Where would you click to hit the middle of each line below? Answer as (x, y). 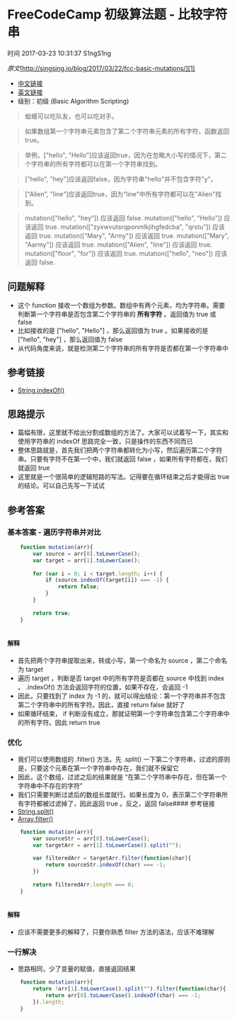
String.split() (36, 811)
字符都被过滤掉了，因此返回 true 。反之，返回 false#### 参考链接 (120, 803)
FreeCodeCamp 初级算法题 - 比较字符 (117, 15)
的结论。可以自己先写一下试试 (61, 485)
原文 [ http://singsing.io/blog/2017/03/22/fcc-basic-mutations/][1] (102, 68)
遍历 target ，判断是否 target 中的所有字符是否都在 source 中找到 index (121, 678)
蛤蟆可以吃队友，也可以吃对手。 (71, 116)
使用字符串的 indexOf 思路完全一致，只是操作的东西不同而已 (105, 441)
